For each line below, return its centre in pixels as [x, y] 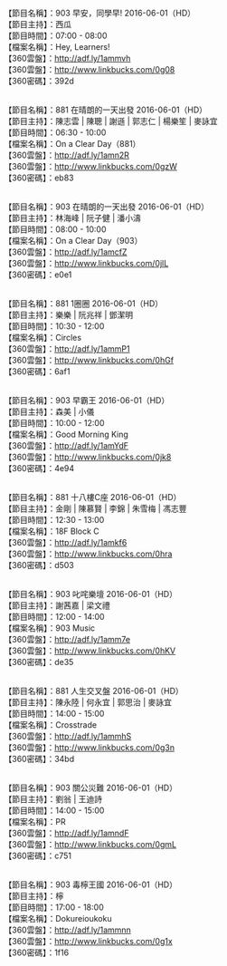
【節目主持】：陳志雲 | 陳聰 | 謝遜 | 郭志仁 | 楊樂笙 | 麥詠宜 [111, 121]
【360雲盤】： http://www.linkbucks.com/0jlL [86, 263]
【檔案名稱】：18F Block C [52, 531]
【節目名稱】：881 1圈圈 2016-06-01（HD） [84, 304]
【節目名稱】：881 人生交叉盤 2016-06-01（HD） [94, 691]
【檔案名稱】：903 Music [50, 628]
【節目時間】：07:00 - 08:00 [56, 35]
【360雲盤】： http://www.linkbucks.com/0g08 [90, 69]
